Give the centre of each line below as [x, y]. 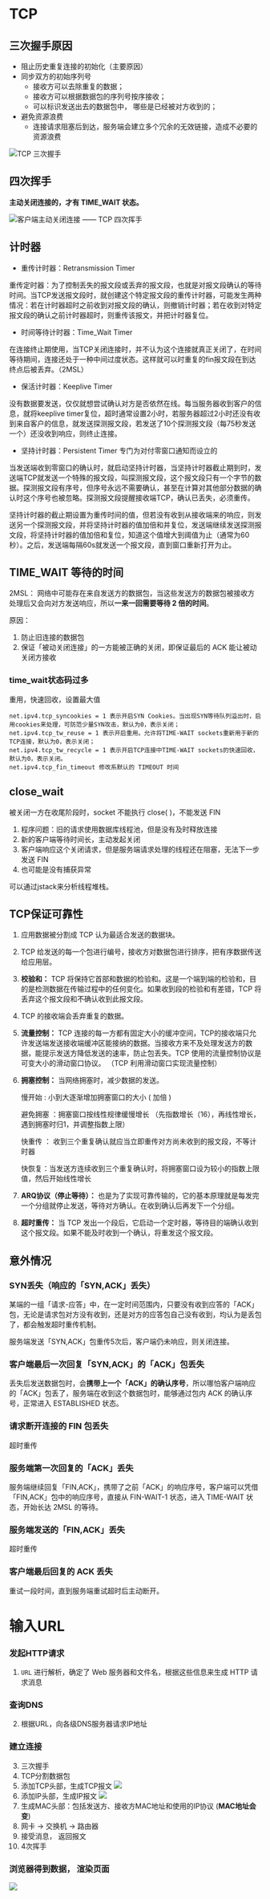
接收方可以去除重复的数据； [79, 86]
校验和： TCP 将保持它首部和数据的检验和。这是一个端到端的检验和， [135, 979]
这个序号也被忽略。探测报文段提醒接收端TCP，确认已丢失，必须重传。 [139, 498]
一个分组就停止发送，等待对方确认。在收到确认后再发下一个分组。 [129, 1206]
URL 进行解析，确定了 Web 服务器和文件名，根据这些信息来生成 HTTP [135, 1672]
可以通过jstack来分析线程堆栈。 [61, 886]
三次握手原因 [41, 45]
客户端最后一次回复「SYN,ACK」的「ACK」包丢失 [107, 1364]
